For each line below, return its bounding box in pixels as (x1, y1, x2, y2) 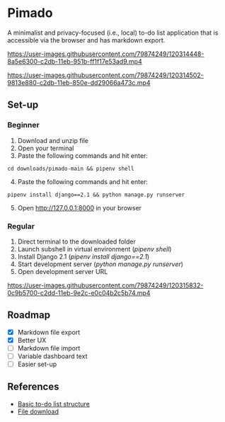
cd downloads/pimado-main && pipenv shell (7, 165, 134, 172)
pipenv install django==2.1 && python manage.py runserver (7, 191, 185, 198)
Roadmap (7, 309, 51, 321)
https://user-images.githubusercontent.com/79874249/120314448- (7, 50, 204, 58)
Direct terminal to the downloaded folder (17, 237, 136, 246)
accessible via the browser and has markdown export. (7, 35, 166, 44)
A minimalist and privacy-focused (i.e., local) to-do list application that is (7, 28, 219, 37)
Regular (7, 221, 35, 231)
